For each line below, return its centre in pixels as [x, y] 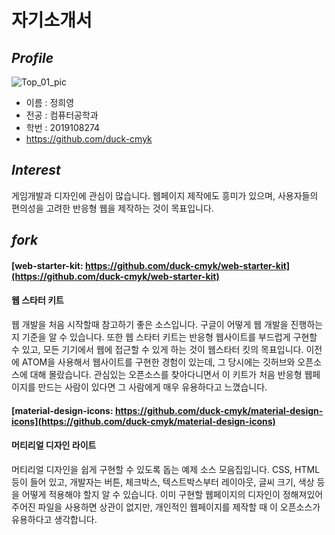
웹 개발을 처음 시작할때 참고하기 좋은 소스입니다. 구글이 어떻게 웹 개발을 [150, 324]
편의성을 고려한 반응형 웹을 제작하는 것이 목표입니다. [112, 208]
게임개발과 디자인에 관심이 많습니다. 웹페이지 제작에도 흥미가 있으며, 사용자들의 [165, 195]
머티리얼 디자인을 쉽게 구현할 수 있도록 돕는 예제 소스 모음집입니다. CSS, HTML [166, 469]
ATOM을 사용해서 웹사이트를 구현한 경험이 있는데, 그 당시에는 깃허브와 [158, 362]
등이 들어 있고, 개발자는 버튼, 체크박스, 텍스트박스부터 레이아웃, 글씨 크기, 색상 [163, 482]
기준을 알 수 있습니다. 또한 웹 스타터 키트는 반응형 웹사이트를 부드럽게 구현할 [169, 337]
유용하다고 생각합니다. [54, 519]
